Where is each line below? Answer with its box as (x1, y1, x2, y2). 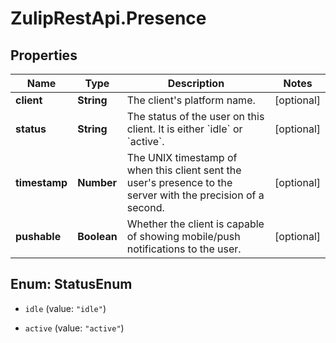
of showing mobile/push (126, 230, 241, 243)
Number (77, 176, 118, 189)
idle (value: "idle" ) (24, 302, 107, 314)
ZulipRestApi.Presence (10, 7, 207, 30)
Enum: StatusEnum (10, 276, 133, 293)
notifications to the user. (126, 242, 242, 256)
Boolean (77, 230, 118, 243)
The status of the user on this (126, 110, 265, 123)
